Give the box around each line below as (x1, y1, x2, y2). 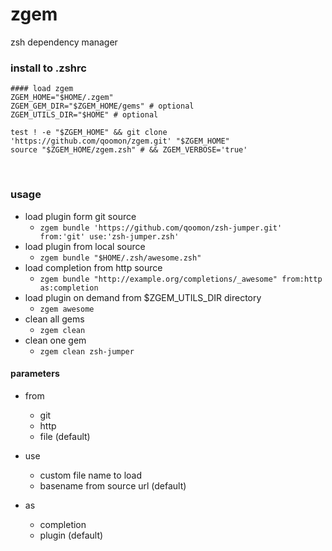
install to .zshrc (10, 61, 87, 75)
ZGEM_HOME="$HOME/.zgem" (10, 93, 114, 103)
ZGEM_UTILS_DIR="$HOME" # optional (10, 110, 159, 120)
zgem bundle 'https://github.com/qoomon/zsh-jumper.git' (39, 223, 283, 233)
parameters (10, 368, 60, 380)
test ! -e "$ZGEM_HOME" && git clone (10, 128, 168, 138)
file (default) (39, 430, 91, 442)
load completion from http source (24, 261, 163, 273)
